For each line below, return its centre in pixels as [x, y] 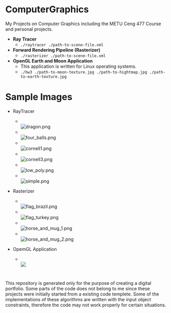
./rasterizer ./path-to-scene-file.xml [63, 56]
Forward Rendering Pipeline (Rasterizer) [56, 50]
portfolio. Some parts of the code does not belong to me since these [78, 289]
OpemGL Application [35, 249]
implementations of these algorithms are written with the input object [78, 300]
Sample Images [39, 97]
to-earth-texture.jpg [43, 76]
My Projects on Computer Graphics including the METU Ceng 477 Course [83, 24]
